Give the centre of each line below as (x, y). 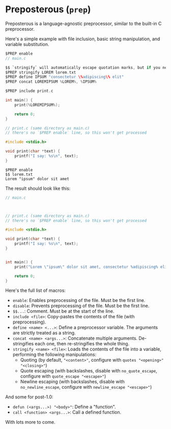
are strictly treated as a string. (44, 333)
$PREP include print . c (29, 91)
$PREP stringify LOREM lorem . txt (41, 72)
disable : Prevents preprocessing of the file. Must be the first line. (81, 306)
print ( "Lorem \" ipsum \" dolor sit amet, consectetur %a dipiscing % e (89, 267)
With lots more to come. (30, 422)
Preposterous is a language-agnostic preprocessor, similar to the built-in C (83, 23)
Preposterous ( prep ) (48, 9)
